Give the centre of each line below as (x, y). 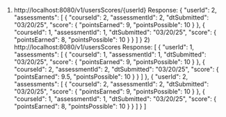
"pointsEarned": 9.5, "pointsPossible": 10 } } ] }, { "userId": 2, (101, 77)
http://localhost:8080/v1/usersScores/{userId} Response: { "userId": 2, (115, 10)
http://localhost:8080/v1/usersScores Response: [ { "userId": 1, (104, 47)
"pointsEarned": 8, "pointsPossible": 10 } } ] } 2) (82, 40)
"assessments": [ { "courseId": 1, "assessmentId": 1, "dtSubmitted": (110, 54)
